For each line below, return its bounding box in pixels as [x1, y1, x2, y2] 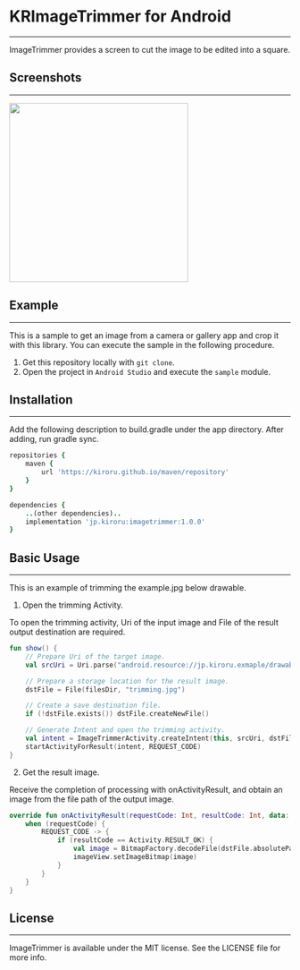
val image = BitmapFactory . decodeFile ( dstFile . [72, 844, 254, 854]
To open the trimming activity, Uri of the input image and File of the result [9, 617, 279, 628]
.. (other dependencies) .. [25, 508, 122, 518]
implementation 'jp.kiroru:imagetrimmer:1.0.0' [25, 517, 205, 526]
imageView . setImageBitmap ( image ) [72, 853, 198, 862]
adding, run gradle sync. [9, 434, 100, 445]
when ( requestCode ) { [25, 819, 105, 829]
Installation [9, 392, 73, 407]
